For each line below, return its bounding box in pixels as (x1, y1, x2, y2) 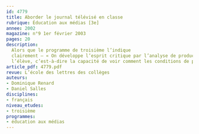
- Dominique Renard (6, 81, 54, 87)
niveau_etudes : (6, 102, 44, 109)
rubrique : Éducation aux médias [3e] (6, 20, 99, 25)
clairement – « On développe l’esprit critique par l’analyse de (11, 53, 176, 59)
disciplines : (6, 91, 38, 97)
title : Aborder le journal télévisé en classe (6, 14, 123, 20)
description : (6, 42, 38, 48)
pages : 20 (6, 36, 31, 42)
